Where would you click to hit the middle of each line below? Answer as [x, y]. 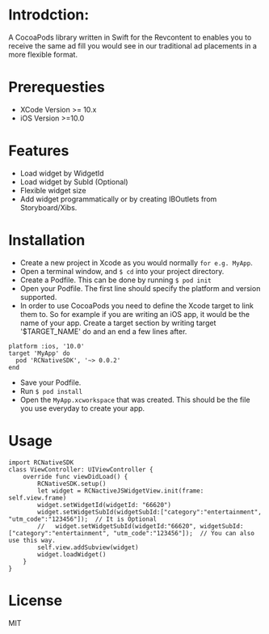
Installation [47, 240]
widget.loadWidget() [72, 554]
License [36, 600]
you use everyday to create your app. [82, 408]
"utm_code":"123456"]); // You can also [183, 533]
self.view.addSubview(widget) [88, 547]
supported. [38, 297]
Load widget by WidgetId [62, 173]
